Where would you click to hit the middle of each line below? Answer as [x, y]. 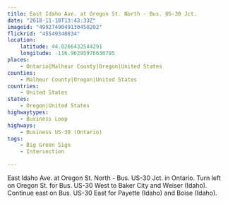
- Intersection [42, 152]
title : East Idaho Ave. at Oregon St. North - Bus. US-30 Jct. [102, 14]
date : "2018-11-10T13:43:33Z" [52, 20]
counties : [22, 73]
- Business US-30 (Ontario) [61, 132]
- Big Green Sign [46, 145]
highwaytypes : [28, 112]
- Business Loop [44, 119]
